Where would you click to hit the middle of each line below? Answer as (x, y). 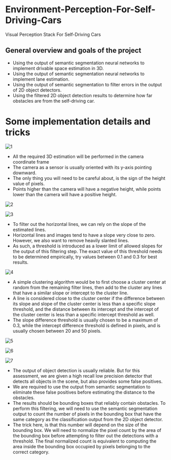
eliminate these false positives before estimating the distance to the (84, 392)
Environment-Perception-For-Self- (80, 9)
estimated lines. (29, 229)
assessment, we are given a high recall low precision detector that (82, 376)
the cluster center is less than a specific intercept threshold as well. (83, 314)
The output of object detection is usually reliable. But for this (76, 370)
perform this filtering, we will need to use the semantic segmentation (85, 408)
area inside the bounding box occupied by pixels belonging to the (81, 446)
